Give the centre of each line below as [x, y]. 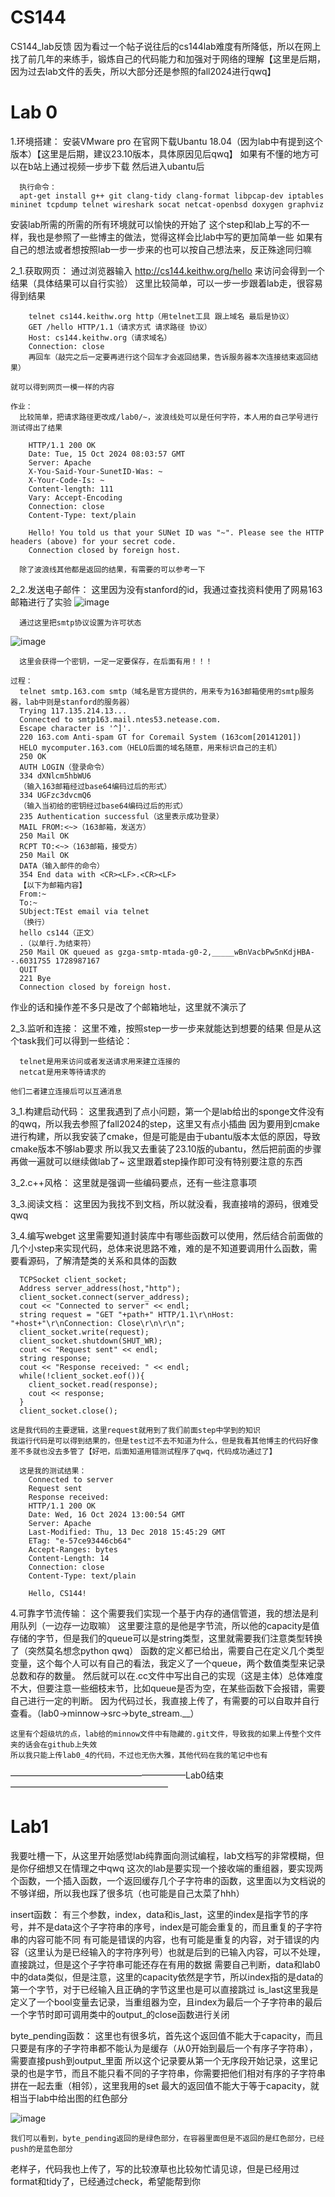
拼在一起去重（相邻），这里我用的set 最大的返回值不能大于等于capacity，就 [165, 2085]
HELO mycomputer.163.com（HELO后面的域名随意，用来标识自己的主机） [150, 747]
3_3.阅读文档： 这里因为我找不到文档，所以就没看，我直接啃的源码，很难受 [164, 1203]
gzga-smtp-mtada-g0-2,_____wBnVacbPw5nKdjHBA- [216, 952]
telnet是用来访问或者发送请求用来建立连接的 [100, 1061]
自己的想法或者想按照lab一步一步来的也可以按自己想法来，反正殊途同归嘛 [161, 249]
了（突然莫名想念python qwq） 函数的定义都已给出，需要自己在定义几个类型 [167, 1650]
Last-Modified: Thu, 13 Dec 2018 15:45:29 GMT [127, 1532]
